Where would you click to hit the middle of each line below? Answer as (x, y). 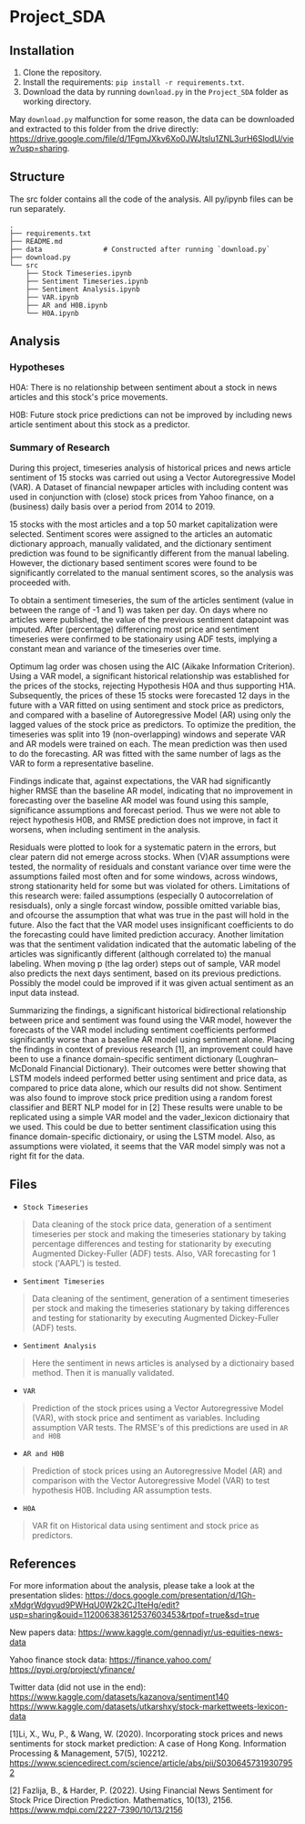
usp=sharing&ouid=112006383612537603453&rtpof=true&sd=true (134, 1615)
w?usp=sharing (39, 148)
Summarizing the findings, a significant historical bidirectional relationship (148, 1010)
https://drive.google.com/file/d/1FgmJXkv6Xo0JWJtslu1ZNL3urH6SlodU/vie (152, 138)
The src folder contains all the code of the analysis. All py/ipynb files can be (152, 199)
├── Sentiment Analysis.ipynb (83, 289)
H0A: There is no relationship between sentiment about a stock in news (143, 387)
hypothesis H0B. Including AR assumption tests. (122, 1490)
